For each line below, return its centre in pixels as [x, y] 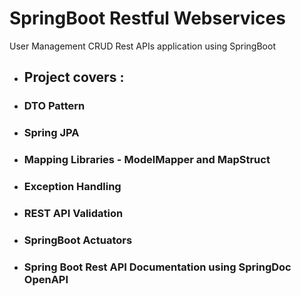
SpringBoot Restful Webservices [147, 18]
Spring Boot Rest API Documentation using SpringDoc [157, 267]
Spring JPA [51, 133]
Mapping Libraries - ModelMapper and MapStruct [147, 160]
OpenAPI [46, 279]
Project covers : [74, 77]
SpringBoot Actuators [78, 240]
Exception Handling [72, 187]
